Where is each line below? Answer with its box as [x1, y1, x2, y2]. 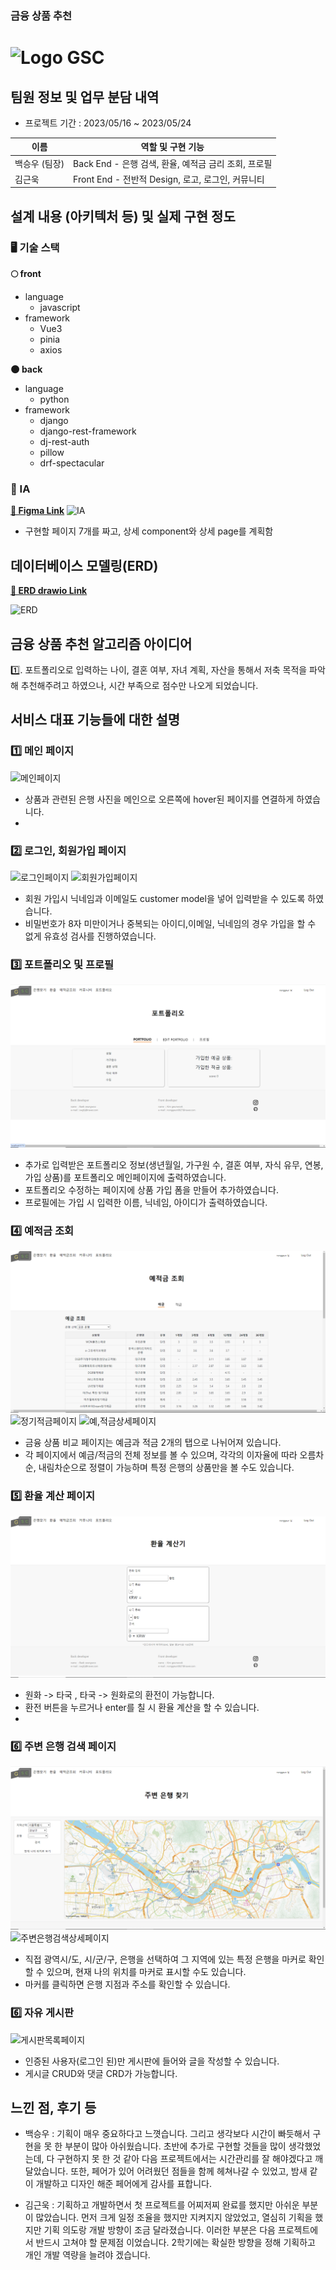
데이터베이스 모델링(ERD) [10, 557, 159, 574]
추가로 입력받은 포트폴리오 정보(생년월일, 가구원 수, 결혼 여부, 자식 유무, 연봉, [24, 1159, 324, 1171]
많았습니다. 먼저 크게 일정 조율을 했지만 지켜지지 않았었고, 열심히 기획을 [35, 2212, 313, 2224]
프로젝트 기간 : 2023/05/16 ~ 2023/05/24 [24, 117, 192, 129]
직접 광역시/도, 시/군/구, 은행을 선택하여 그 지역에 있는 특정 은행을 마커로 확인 [24, 1953, 325, 1966]
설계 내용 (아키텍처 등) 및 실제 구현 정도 [10, 208, 236, 225]
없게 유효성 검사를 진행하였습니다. [24, 930, 157, 942]
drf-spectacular [39, 457, 105, 469]
